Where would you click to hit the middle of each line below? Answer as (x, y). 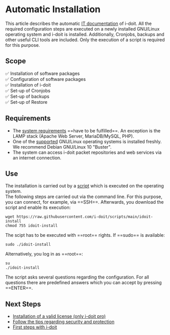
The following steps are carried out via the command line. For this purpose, (84, 197)
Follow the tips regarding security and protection (63, 322)
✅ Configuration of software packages (46, 79)
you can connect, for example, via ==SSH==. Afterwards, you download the (84, 202)
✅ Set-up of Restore (26, 102)
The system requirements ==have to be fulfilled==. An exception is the (87, 130)
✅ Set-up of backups (27, 96)
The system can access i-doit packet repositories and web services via (87, 152)
